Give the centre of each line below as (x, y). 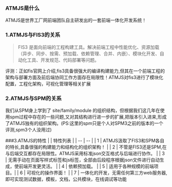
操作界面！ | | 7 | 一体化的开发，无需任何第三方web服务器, (106, 173)
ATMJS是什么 (23, 8)
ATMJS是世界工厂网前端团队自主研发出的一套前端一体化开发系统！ (76, 20)
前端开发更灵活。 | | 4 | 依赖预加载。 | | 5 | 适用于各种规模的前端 (86, 166)
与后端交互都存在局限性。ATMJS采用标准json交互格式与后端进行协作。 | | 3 (85, 153)
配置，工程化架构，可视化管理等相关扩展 (48, 84)
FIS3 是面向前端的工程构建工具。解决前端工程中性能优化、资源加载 (89, 47)
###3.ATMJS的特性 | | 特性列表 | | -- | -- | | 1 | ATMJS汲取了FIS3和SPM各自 (85, 140)
